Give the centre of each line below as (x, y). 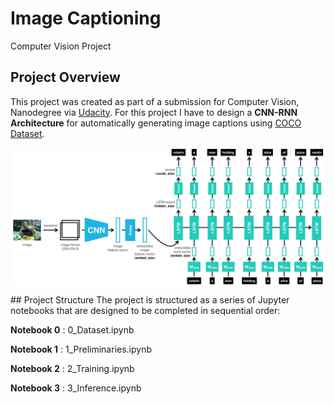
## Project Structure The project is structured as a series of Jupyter (150, 300)
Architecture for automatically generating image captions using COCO (156, 123)
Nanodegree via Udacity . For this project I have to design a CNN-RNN (154, 112)
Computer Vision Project (61, 46)
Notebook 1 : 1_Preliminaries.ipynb (81, 349)
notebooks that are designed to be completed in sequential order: (145, 311)
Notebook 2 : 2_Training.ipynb (72, 369)
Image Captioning (86, 18)
